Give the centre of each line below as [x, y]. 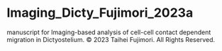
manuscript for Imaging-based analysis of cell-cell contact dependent [109, 32]
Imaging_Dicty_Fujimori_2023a [100, 13]
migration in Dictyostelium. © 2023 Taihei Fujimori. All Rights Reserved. [111, 39]
